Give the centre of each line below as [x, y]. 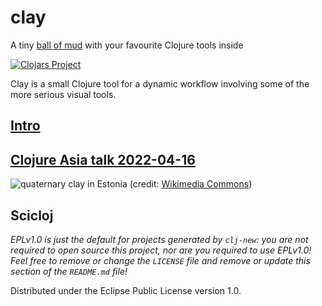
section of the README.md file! [69, 271]
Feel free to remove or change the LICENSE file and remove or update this [160, 260]
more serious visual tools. [63, 94]
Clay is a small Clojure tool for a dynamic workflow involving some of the [160, 83]
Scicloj [32, 215]
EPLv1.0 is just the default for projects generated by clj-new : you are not [159, 239]
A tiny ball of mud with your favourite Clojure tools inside [127, 45]
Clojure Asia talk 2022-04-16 [103, 159]
